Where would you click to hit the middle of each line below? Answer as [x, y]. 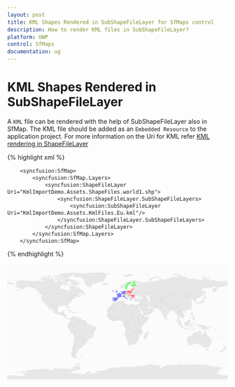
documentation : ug [34, 52]
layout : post [26, 15]
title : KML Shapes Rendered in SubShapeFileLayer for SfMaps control [111, 22]
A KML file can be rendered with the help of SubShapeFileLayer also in [107, 121]
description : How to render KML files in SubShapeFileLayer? [98, 29]
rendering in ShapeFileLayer [48, 143]
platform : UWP [28, 37]
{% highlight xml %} [36, 157]
